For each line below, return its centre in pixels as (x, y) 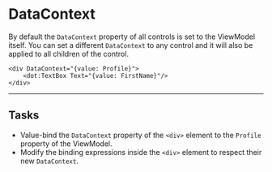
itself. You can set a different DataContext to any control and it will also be (131, 45)
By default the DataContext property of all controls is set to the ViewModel (132, 37)
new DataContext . (49, 161)
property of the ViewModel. (66, 144)
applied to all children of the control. (69, 54)
